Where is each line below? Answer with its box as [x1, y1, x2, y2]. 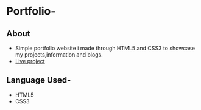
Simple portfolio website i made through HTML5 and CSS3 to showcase [15, 44, 196, 52]
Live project [15, 58, 45, 64]
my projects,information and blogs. [15, 51, 104, 58]
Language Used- [6, 75, 71, 86]
